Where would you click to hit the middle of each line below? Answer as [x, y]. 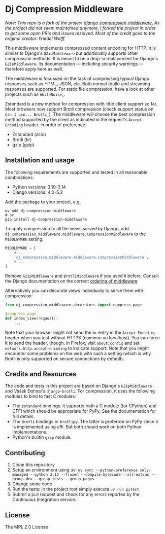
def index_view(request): [32, 318]
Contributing [25, 453]
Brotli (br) [22, 140]
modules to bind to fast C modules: [41, 396]
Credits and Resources [41, 374]
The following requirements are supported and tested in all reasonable [76, 172]
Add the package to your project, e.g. [43, 202]
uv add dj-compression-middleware [41, 211]
